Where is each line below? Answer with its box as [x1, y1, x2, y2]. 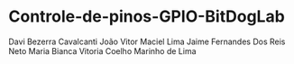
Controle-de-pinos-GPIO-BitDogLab [8, 6, 285, 27]
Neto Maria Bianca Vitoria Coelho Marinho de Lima [8, 45, 197, 56]
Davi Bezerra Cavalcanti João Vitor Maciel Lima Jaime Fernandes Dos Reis [8, 36, 286, 47]
